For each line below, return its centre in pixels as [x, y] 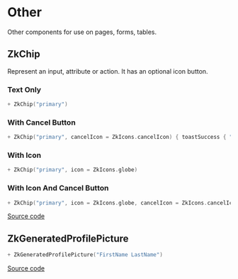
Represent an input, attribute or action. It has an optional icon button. [108, 71]
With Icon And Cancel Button [58, 188]
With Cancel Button [41, 123]
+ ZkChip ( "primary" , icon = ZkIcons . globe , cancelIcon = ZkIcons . [107, 203]
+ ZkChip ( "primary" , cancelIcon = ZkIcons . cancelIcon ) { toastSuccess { [117, 137]
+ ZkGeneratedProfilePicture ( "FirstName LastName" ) [85, 255]
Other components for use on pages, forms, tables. [82, 32]
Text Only [24, 89]
